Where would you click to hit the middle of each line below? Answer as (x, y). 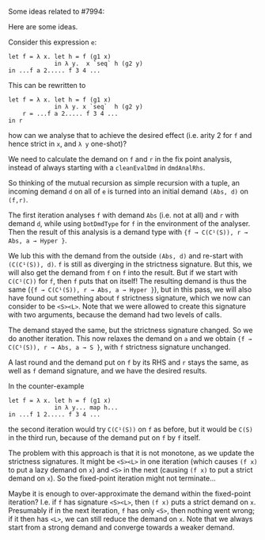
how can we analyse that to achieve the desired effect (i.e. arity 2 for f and (130, 135)
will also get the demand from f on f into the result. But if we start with (123, 272)
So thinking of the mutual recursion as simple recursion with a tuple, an (124, 183)
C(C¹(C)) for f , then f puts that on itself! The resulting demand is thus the (127, 281)
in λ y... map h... (86, 408)
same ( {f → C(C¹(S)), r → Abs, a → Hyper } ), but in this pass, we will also (130, 289)
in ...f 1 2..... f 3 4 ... (55, 415)
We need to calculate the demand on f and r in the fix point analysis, (120, 159)
